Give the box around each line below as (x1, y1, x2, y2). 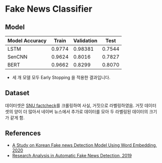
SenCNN (7, 54, 28, 60)
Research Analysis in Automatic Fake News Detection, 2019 (12, 152, 132, 158)
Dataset (5, 89, 30, 97)
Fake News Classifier (5, 3, 93, 15)
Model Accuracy (7, 38, 47, 44)
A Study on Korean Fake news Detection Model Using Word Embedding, (12, 142, 157, 148)
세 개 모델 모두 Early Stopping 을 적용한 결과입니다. (12, 75, 111, 80)
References (5, 129, 41, 138)
